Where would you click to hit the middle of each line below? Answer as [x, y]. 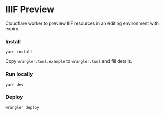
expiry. [12, 28]
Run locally [19, 74]
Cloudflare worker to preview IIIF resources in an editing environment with [82, 23]
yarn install [19, 52]
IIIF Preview [30, 9]
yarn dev [14, 85]
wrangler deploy [22, 107]
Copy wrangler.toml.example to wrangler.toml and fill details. [69, 61]
